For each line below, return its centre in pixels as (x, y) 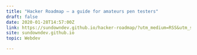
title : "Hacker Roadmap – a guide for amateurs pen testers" (82, 11)
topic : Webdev (23, 38)
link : (13, 27)
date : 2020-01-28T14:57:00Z (40, 22)
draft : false (22, 17)
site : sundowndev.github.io (40, 33)
